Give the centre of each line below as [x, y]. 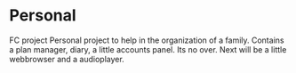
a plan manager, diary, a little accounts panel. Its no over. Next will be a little [148, 49]
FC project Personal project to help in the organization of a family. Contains [147, 40]
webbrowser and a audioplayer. [67, 59]
